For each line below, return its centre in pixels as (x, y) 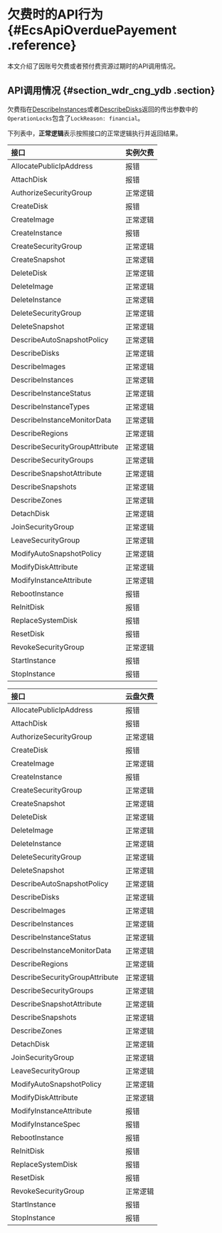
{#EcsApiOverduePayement (92, 30)
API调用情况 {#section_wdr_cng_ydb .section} (111, 91)
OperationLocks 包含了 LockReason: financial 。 (76, 118)
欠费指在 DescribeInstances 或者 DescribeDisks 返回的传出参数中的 (103, 109)
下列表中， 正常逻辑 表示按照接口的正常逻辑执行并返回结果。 (95, 133)
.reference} (42, 45)
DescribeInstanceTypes (51, 406)
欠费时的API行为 (55, 15)
